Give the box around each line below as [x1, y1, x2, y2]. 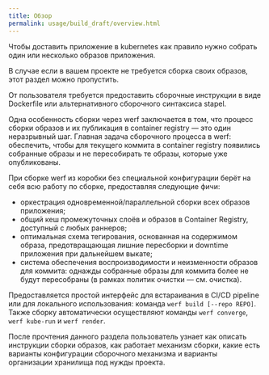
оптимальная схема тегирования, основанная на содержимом [19, 231, 238, 241]
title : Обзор [8, 11, 53, 20]
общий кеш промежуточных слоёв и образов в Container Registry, [19, 214, 249, 224]
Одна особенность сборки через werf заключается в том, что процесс [8, 114, 254, 124]
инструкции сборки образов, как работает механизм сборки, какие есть [8, 340, 261, 350]
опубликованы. [8, 157, 61, 166]
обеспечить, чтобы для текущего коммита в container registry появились [8, 140, 261, 150]
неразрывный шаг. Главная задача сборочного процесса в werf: [8, 131, 232, 141]
